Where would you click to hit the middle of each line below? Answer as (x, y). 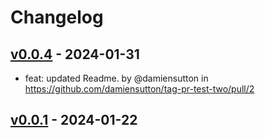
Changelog (57, 17)
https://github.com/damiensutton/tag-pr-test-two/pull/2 (139, 89)
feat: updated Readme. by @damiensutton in (116, 78)
